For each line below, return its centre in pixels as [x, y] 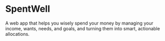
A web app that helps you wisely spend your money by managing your [79, 23]
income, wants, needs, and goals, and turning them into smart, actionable [82, 28]
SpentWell [28, 9]
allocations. [17, 34]
